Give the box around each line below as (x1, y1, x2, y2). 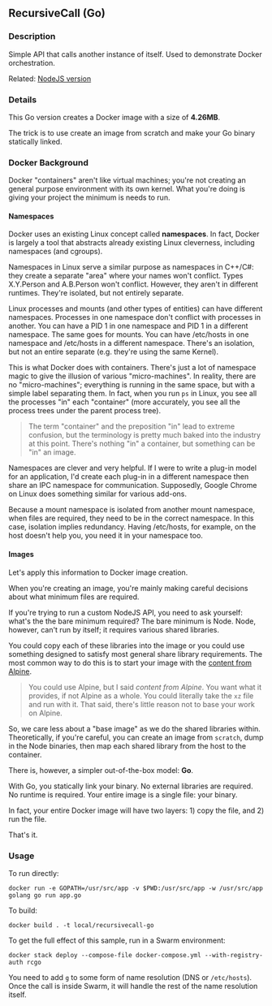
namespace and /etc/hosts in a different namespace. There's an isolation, (8, 339, 255, 348)
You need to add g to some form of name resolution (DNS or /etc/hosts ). (8, 972, 253, 982)
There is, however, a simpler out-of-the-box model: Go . (8, 765, 193, 775)
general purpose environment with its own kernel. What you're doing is (8, 184, 246, 194)
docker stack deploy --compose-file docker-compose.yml (8, 951, 201, 959)
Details (8, 93, 37, 105)
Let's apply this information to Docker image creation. (8, 568, 188, 577)
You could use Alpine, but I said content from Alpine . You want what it (28, 682, 262, 692)
